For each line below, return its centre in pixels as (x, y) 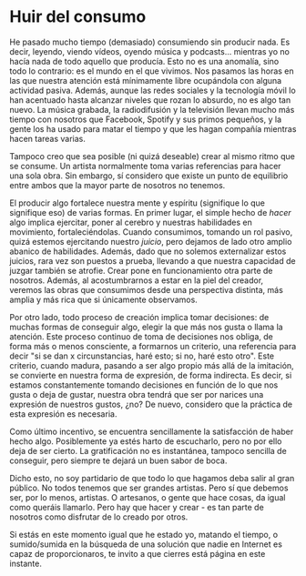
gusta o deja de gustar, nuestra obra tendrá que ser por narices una (137, 394)
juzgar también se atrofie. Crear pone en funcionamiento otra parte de (141, 270)
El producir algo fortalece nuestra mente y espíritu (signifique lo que (138, 203)
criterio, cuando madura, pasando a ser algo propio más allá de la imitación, (152, 365)
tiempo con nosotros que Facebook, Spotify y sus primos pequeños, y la (146, 119)
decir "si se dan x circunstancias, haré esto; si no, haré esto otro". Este (142, 356)
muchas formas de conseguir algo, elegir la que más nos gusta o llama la (147, 327)
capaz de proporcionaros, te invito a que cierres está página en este (138, 553)
